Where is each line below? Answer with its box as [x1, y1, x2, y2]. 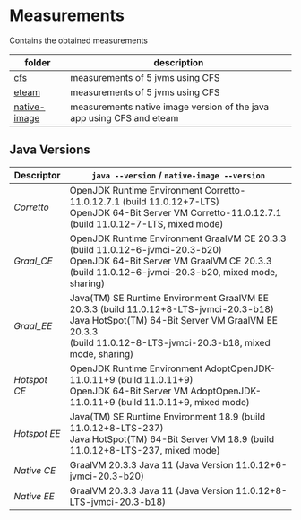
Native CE [13, 464, 56, 476]
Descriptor [13, 169, 61, 181]
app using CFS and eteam [70, 111, 179, 124]
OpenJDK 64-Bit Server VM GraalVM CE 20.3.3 [69, 255, 272, 267]
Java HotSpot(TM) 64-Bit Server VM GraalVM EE [69, 314, 278, 326]
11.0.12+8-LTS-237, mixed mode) [69, 444, 221, 456]
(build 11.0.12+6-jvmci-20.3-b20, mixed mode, [69, 265, 278, 278]
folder [24, 56, 51, 68]
